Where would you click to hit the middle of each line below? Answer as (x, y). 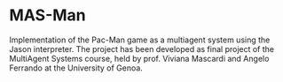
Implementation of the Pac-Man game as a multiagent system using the (140, 40)
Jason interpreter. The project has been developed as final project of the (142, 48)
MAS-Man (47, 15)
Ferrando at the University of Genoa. (76, 68)
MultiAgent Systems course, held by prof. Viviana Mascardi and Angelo (139, 58)
